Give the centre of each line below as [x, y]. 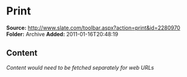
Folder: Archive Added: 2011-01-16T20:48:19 [62, 34]
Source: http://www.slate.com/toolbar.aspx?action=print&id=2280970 [93, 28]
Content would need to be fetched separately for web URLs [80, 67]
